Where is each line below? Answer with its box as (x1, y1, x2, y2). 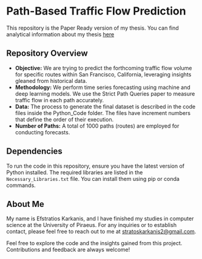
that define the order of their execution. (15, 116, 114, 123)
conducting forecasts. (15, 128, 70, 136)
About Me (6, 198, 44, 209)
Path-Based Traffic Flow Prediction (6, 4, 186, 18)
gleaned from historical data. (15, 77, 87, 84)
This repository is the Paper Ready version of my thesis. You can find (6, 24, 179, 31)
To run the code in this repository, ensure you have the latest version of (6, 162, 185, 169)
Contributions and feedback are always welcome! (6, 246, 130, 254)
